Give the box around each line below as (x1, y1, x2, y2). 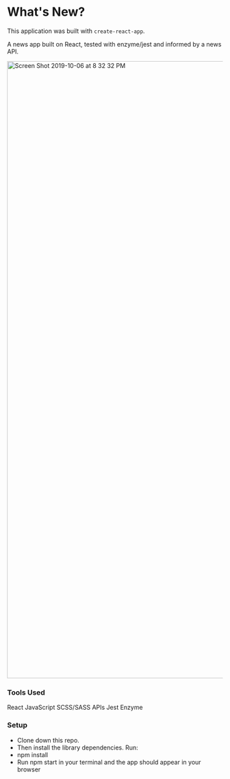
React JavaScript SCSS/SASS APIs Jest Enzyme (7, 704, 143, 712)
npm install (16, 750, 49, 758)
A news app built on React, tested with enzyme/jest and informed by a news (7, 40, 222, 48)
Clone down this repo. (16, 736, 80, 744)
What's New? (7, 4, 86, 20)
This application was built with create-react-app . (7, 27, 145, 35)
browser (16, 765, 41, 774)
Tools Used (7, 687, 46, 697)
